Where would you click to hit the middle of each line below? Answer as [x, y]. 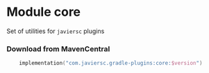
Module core [44, 12]
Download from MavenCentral [58, 49]
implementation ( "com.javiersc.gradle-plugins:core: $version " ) [111, 63]
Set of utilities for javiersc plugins [56, 31]
